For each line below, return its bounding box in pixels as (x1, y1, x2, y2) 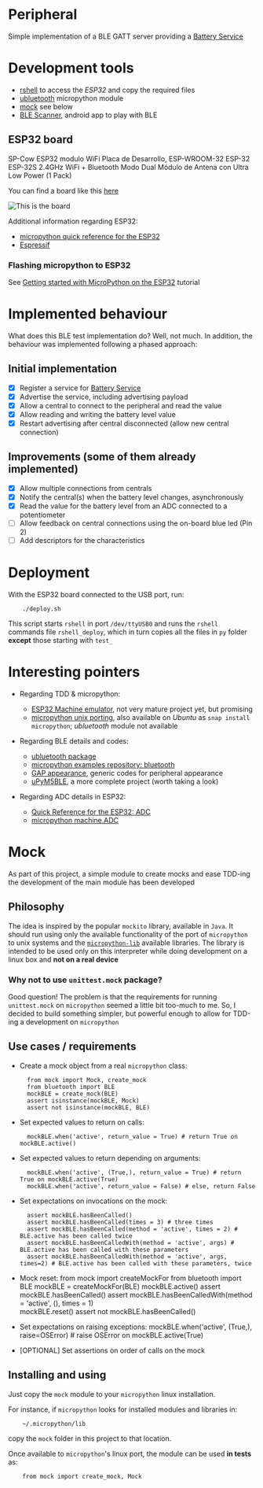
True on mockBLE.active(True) (19, 1175, 119, 1183)
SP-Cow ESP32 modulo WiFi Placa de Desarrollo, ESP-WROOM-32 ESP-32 (8, 153, 250, 163)
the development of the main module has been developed (8, 877, 195, 887)
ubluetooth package (31, 751, 97, 761)
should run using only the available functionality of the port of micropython (8, 929, 249, 939)
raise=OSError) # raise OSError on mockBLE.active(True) (19, 1330, 204, 1339)
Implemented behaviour (8, 305, 167, 323)
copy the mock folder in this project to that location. (8, 1434, 172, 1443)
